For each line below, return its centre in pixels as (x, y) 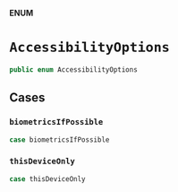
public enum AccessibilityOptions (74, 70)
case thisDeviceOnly (48, 179)
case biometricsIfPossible (59, 140)
